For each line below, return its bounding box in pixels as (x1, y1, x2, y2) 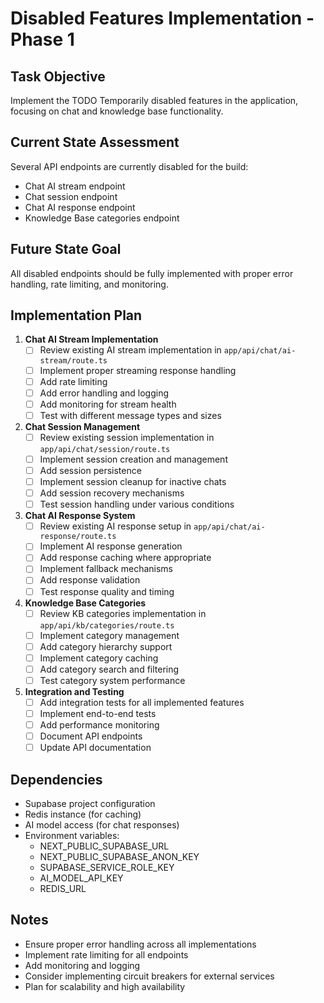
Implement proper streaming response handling (39, 364, 237, 376)
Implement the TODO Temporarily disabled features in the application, (10, 95, 299, 106)
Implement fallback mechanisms (39, 563, 174, 575)
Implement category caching (39, 652, 159, 664)
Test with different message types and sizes (39, 409, 222, 421)
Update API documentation (39, 742, 152, 754)
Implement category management (39, 629, 180, 641)
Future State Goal (10, 241, 122, 258)
